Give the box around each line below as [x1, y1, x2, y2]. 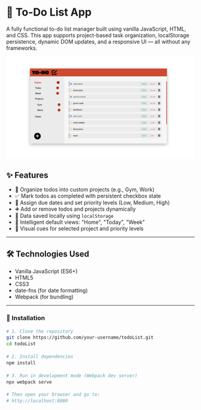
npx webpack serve [6, 379, 52, 385]
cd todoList [6, 341, 36, 347]
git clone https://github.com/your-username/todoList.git [6, 334, 154, 341]
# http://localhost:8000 [6, 398, 68, 404]
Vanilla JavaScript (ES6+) [14, 268, 78, 275]
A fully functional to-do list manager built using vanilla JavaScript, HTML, [6, 25, 187, 32]
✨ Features [6, 170, 48, 181]
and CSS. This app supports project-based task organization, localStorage [6, 31, 190, 38]
